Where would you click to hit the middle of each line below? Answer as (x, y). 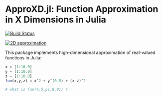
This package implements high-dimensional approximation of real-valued (80, 52)
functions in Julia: (23, 57)
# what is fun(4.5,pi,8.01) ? (37, 90)
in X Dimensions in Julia (56, 20)
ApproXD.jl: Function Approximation (82, 9)
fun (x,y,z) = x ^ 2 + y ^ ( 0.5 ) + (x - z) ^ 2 (45, 81)
